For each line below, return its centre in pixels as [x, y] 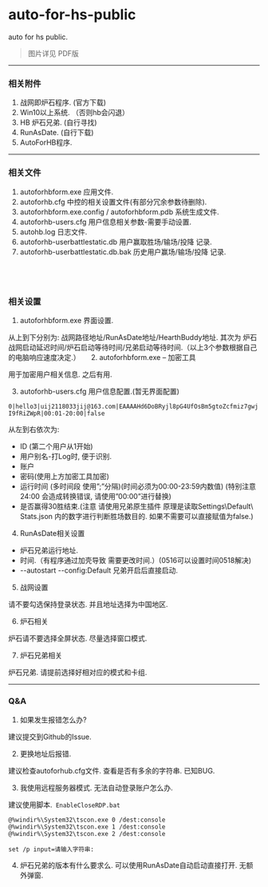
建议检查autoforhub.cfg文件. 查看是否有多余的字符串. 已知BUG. [112, 770]
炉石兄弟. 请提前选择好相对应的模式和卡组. [78, 673]
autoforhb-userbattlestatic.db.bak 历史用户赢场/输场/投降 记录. [123, 252]
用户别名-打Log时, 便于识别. [66, 457]
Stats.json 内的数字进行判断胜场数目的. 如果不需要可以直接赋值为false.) [136, 517]
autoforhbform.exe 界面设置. [67, 321]
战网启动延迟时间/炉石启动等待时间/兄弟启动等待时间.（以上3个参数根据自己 [133, 348]
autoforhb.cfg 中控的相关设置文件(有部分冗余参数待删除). [113, 202]
